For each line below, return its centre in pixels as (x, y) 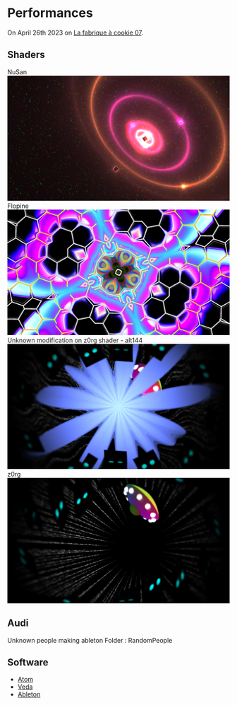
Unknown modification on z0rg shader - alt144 (75, 340)
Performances (50, 13)
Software (28, 662)
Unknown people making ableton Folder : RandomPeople (90, 640)
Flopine (18, 206)
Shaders (26, 55)
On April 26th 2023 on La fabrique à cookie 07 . (75, 33)
